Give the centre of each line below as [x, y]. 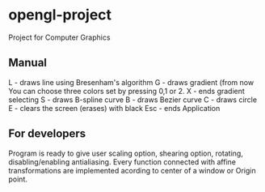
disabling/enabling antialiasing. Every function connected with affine [122, 162]
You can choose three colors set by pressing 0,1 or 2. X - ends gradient [126, 91]
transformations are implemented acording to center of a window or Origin [132, 170]
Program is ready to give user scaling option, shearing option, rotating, [126, 153]
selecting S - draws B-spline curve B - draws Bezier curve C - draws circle [132, 100]
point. [18, 179]
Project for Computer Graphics [59, 37]
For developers [47, 134]
